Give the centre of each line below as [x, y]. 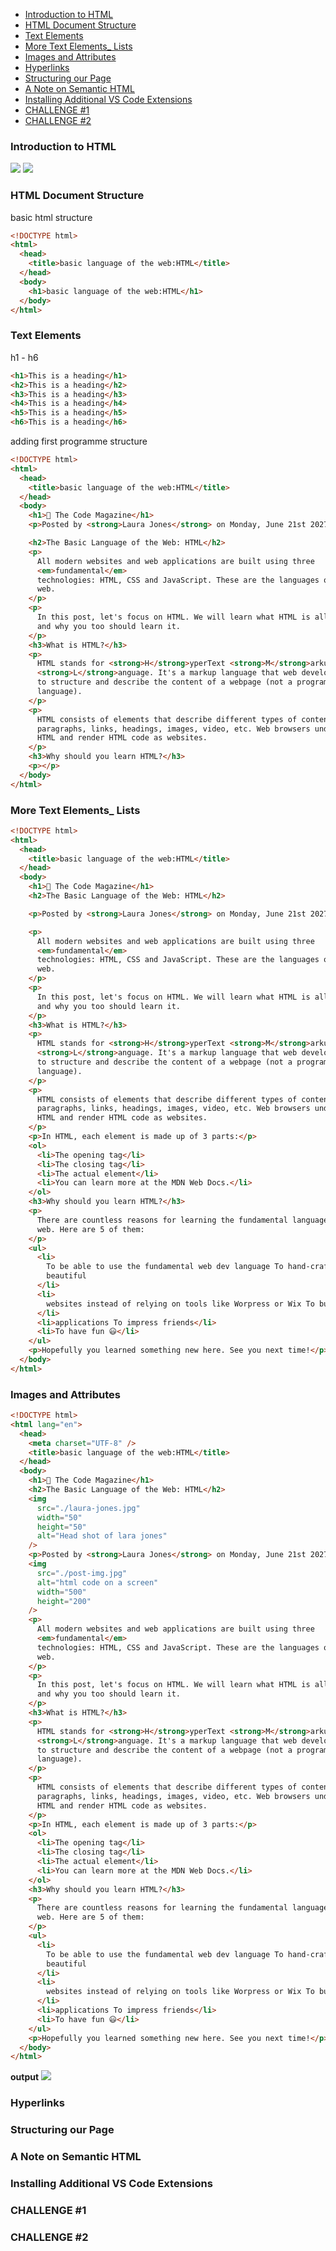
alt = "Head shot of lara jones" [102, 1536]
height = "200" [64, 1601]
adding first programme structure [79, 441]
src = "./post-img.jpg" [82, 1573]
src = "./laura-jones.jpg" [88, 1508]
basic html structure [51, 217]
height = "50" [61, 1527]
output [25, 2077]
